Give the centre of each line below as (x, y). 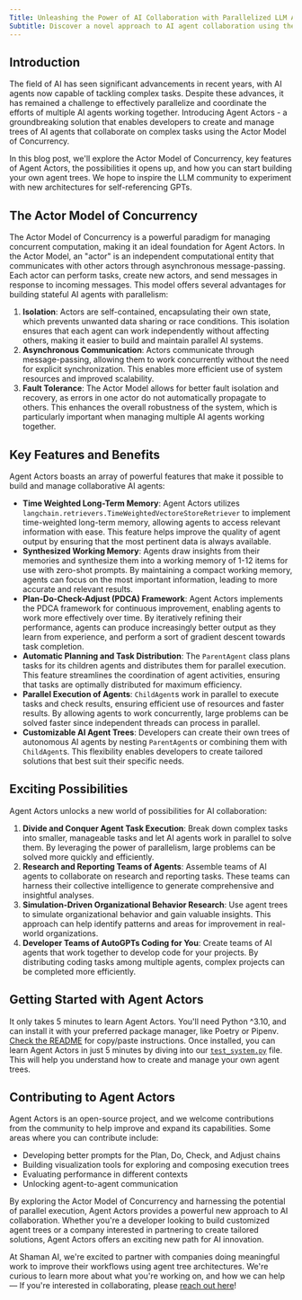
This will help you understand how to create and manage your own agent (145, 1059)
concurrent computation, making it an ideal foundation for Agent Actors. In (147, 247)
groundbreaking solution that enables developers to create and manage (142, 122)
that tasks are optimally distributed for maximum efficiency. (132, 685)
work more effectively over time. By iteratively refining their (132, 617)
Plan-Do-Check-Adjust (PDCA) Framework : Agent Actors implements (152, 598)
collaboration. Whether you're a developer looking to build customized (139, 1220)
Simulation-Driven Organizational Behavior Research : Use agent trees (155, 905)
